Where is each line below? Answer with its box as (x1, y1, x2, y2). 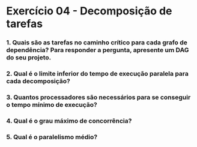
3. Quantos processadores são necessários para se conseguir (6, 93, 191, 101)
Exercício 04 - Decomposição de (6, 4, 172, 18)
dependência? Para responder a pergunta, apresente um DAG (6, 46, 189, 55)
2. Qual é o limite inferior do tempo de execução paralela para (6, 70, 189, 78)
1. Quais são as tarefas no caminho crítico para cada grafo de (6, 38, 188, 47)
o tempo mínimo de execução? (6, 100, 97, 109)
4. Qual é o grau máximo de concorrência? (6, 116, 132, 125)
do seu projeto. (6, 53, 52, 62)
